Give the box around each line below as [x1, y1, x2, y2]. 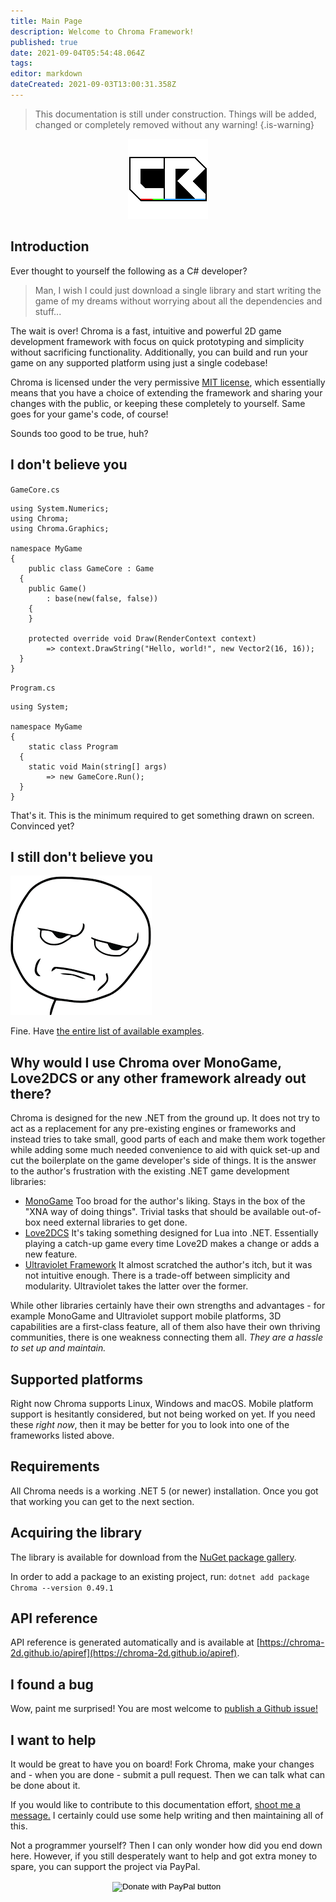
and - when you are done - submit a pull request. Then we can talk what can [10, 1769, 326, 1780]
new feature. [24, 1248, 78, 1260]
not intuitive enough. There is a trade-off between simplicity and [24, 1270, 291, 1282]
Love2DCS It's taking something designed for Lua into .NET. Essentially [24, 1227, 319, 1239]
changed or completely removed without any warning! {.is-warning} [34, 118, 315, 130]
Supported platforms [10, 1371, 143, 1388]
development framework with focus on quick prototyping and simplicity [10, 335, 305, 347]
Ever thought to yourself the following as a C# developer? [10, 265, 248, 277]
